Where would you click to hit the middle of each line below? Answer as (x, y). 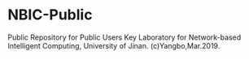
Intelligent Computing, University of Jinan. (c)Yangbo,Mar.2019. (114, 45)
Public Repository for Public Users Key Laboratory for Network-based (124, 37)
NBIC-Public (50, 15)
